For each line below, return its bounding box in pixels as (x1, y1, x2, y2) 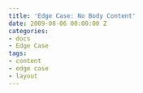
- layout (8, 72, 38, 80)
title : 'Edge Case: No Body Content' (8, 11, 136, 20)
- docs (8, 34, 31, 43)
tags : (8, 49, 27, 57)
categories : (8, 27, 49, 35)
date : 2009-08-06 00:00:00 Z (8, 19, 107, 27)
